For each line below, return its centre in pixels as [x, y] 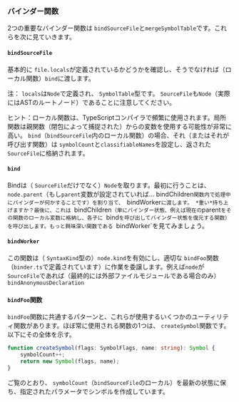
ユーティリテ [210, 317]
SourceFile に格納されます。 [48, 153]
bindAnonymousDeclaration [46, 283]
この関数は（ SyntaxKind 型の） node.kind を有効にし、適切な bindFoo [107, 257]
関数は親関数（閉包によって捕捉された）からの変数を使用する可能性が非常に [119, 126]
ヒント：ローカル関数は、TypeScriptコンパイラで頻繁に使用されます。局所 [117, 117]
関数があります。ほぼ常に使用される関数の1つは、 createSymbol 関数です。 [122, 326]
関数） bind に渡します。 [60, 78]
